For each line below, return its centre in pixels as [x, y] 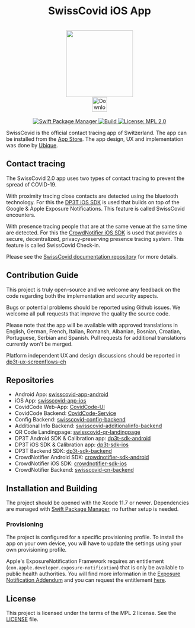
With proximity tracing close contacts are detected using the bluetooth [92, 196]
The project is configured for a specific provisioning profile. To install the [95, 537]
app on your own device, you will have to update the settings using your [94, 543]
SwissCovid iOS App [100, 11]
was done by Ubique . [32, 145]
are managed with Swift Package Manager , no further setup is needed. [92, 509]
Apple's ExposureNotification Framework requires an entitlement [85, 561]
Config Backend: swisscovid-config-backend [70, 420]
